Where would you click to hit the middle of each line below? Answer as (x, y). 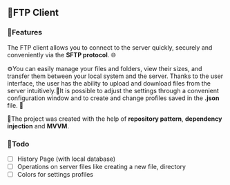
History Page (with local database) (66, 159)
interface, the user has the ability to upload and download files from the (109, 83)
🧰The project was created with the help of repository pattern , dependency (115, 119)
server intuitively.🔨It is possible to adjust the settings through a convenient (113, 90)
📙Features (25, 32)
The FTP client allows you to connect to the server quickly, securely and (110, 47)
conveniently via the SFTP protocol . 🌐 (61, 55)
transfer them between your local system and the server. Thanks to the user (115, 76)
